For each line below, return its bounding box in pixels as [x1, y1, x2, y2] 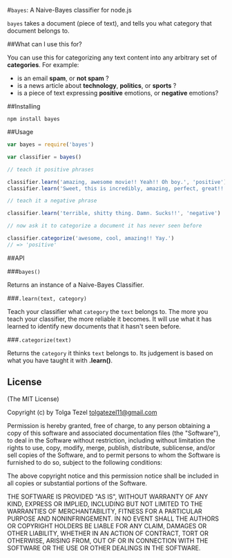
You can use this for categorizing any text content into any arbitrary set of [7, 53, 217, 62]
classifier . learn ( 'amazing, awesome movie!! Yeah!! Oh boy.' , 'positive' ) [7, 178, 227, 185]
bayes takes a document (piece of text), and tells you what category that [7, 19, 212, 27]
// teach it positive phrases [7, 166, 95, 173]
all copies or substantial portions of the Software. [7, 478, 147, 487]
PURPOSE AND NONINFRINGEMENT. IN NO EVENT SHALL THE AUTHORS [7, 514, 220, 523]
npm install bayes [7, 115, 60, 122]
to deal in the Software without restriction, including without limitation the [7, 436, 215, 445]
